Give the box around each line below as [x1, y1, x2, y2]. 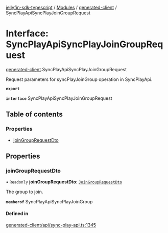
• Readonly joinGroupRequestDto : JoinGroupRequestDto [6, 179, 122, 185]
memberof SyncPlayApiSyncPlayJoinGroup [6, 199, 93, 205]
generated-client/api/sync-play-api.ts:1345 [6, 222, 97, 228]
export [6, 86, 20, 91]
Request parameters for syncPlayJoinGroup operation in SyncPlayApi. [6, 76, 153, 82]
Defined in [6, 210, 29, 217]
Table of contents [6, 110, 63, 119]
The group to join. [6, 189, 43, 195]
